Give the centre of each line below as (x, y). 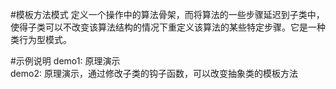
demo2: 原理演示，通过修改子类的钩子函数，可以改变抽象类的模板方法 (154, 73)
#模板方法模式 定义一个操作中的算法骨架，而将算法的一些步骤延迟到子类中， (167, 14)
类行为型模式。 (41, 39)
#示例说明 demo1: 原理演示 (65, 61)
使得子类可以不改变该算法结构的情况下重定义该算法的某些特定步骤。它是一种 (168, 27)
